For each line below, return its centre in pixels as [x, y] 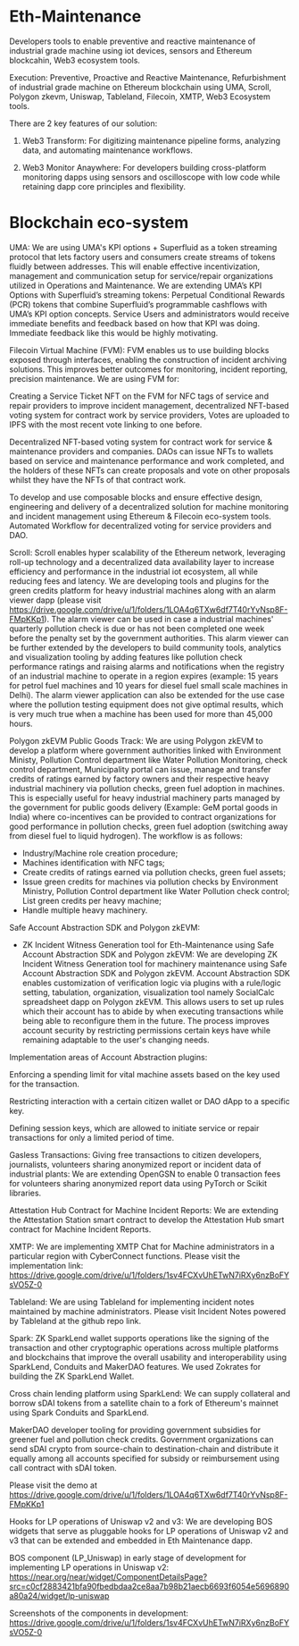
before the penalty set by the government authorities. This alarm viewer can [149, 637]
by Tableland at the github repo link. [75, 1321]
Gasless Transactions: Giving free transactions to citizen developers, [135, 1154]
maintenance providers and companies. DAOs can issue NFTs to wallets [141, 451]
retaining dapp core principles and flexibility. [104, 186]
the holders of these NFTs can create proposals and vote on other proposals [149, 470]
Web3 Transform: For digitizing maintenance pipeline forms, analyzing [151, 140]
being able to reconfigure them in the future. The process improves [145, 1020]
